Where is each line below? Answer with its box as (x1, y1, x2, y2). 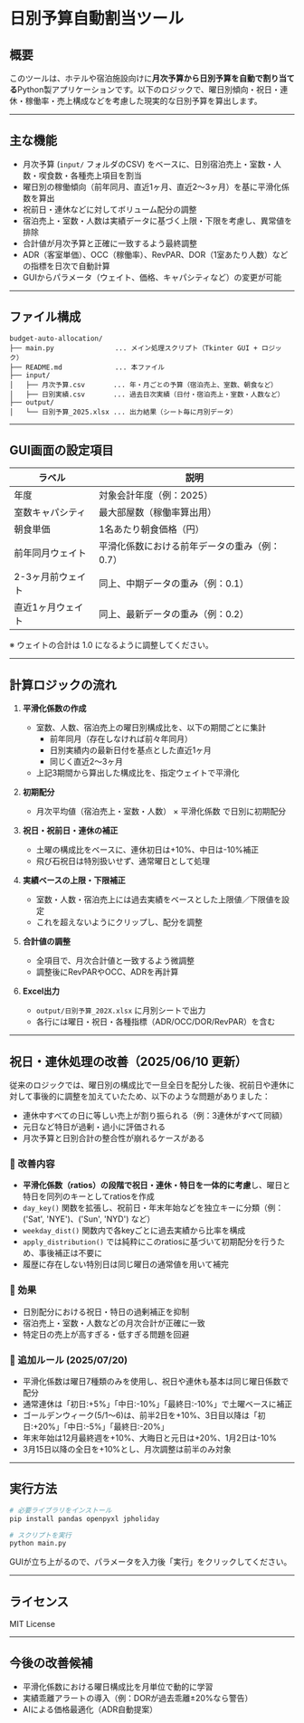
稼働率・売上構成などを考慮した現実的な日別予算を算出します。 (24, 96, 262, 106)
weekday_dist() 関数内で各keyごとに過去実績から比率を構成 (22, 1225, 246, 1236)
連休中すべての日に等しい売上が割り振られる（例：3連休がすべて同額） (22, 1110, 288, 1121)
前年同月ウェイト (14, 547, 88, 559)
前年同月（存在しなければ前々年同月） (49, 734, 193, 745)
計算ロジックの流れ (9, 677, 117, 692)
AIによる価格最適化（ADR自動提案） (22, 1703, 158, 1715)
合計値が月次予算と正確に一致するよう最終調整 (22, 237, 197, 249)
